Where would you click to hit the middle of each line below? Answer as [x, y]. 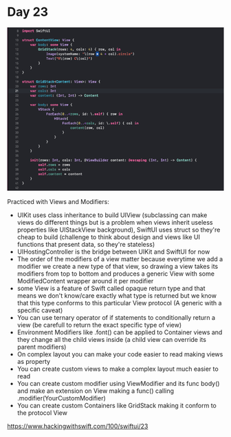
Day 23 [28, 12]
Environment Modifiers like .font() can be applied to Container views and [120, 332]
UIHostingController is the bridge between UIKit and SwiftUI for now [113, 252]
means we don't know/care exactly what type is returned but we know [117, 295]
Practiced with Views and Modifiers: [58, 201]
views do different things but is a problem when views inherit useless [115, 222]
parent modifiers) [42, 347]
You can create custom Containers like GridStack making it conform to [117, 405]
